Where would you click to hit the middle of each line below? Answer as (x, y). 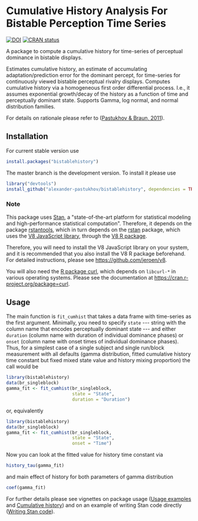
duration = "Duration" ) (101, 399)
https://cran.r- (171, 277)
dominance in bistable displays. (44, 57)
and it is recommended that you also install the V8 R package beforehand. (96, 253)
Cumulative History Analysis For (87, 11)
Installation (27, 137)
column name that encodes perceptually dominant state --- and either (91, 329)
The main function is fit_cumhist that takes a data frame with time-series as (99, 316)
